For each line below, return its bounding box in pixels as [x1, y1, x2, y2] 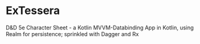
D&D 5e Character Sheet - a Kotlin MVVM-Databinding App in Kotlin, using [6, 24, 194, 31]
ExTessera [6, 4, 60, 18]
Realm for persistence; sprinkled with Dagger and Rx [6, 30, 139, 37]
